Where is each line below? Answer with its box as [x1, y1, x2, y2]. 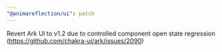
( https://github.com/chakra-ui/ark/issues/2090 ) [6, 36, 144, 45]
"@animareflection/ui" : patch [6, 10, 95, 17]
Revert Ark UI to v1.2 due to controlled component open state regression [6, 29, 216, 37]
